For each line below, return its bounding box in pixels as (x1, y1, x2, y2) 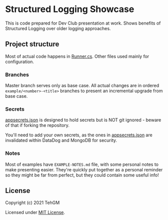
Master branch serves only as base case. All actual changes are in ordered (5, 83, 159, 89)
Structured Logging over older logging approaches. (5, 25, 111, 31)
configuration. (5, 59, 34, 65)
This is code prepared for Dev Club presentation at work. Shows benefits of (5, 20, 161, 26)
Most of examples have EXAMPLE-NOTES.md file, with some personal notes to (5, 161, 159, 167)
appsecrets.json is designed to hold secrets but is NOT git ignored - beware (5, 117, 161, 123)
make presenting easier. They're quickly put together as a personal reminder (5, 166, 163, 172)
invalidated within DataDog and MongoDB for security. (5, 137, 117, 143)
